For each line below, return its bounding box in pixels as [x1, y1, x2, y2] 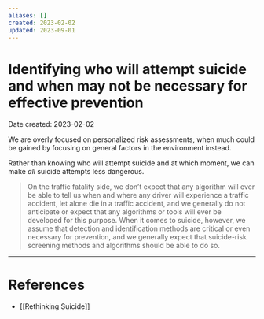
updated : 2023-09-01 [8, 26, 76, 34]
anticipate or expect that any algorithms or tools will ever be [27, 207, 222, 217]
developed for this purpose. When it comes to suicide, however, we [27, 216, 246, 225]
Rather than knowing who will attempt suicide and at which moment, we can [8, 158, 255, 168]
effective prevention [8, 94, 144, 111]
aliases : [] [8, 11, 47, 20]
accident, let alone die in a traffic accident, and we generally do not [27, 198, 246, 209]
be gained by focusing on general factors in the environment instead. [8, 143, 232, 153]
